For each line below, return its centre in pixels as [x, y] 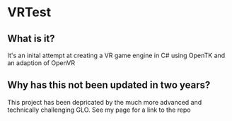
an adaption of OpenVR [41, 63]
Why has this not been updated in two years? [109, 85]
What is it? [31, 39]
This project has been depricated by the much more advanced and [105, 102]
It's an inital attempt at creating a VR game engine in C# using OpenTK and [116, 55]
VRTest [29, 12]
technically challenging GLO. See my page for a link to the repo [99, 110]
